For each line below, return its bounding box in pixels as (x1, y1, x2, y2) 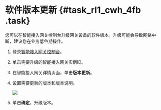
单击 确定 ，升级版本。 (12, 99, 56, 106)
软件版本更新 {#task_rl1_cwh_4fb (5, 4, 141, 16)
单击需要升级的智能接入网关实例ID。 (12, 59, 86, 65)
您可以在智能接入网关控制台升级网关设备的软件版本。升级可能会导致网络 (5, 32, 152, 38)
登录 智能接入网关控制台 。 (12, 49, 64, 55)
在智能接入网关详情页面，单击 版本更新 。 (12, 69, 95, 75)
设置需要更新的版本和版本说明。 (12, 80, 77, 86)
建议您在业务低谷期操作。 (13, 38, 65, 44)
